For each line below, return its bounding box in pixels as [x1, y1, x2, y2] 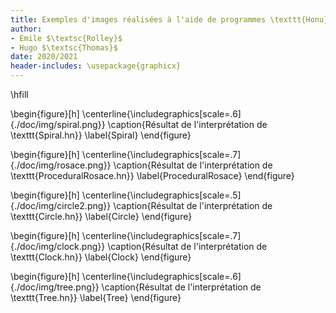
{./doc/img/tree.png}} [10, 281, 100, 293]
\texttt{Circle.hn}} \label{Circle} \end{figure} [10, 211, 193, 222]
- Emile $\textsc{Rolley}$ [10, 33, 123, 43]
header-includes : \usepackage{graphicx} [10, 61, 182, 71]
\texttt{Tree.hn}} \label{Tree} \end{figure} [10, 292, 182, 303]
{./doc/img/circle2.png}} [10, 200, 112, 211]
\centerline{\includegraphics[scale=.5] [81, 189, 242, 201]
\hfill [10, 89, 29, 100]
